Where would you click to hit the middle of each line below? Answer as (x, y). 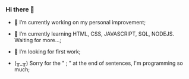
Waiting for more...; (38, 40)
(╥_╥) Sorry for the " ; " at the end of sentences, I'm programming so (99, 63)
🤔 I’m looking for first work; (47, 52)
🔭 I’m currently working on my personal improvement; (80, 23)
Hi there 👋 (20, 10)
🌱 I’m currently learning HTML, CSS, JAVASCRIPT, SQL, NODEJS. (94, 34)
